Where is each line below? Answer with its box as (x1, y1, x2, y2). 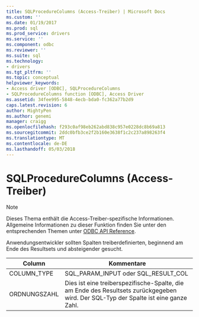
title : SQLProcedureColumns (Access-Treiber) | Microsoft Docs (6, 8, 166, 15)
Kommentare (108, 260, 146, 268)
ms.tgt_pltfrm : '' (6, 69, 52, 75)
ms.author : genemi (6, 113, 52, 119)
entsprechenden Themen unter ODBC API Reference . (6, 228, 136, 235)
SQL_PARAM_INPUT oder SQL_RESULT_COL (65, 270, 188, 278)
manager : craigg (6, 119, 46, 125)
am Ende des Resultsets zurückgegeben (65, 286, 177, 295)
